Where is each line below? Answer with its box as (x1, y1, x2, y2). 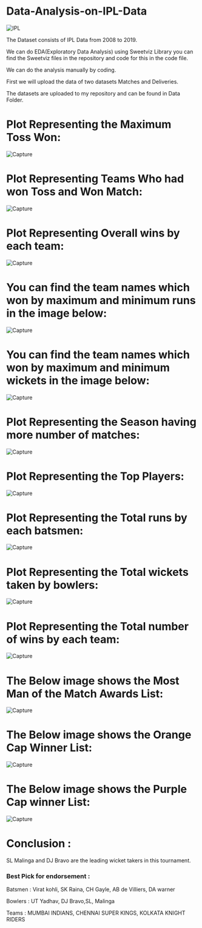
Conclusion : (6, 837, 72, 851)
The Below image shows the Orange (6, 728, 192, 742)
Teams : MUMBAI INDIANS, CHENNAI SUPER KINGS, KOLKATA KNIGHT (6, 909, 186, 916)
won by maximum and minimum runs (6, 293, 196, 307)
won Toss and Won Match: (6, 185, 143, 199)
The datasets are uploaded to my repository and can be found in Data (6, 89, 181, 97)
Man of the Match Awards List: (6, 687, 164, 701)
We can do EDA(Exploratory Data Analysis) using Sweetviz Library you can (6, 47, 194, 55)
